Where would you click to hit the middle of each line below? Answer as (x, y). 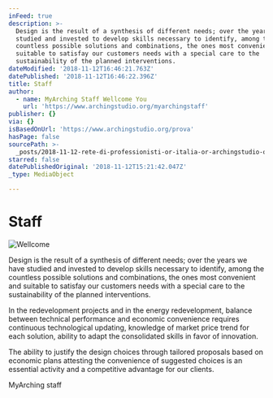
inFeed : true (30, 16)
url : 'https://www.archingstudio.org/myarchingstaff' (116, 106)
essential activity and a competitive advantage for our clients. (111, 369)
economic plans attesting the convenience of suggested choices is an (126, 360)
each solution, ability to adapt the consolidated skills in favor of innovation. (133, 336)
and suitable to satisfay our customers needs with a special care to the (127, 286)
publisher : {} (32, 115)
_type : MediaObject (41, 175)
